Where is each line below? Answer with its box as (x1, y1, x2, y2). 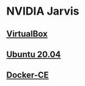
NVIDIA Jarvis (6, 4, 79, 18)
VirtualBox (6, 29, 48, 39)
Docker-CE (6, 70, 49, 81)
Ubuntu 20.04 (6, 49, 61, 59)
